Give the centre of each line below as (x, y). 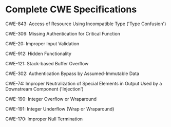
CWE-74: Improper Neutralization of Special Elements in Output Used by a (84, 83)
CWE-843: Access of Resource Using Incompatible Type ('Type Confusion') (86, 24)
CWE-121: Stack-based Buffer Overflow (47, 63)
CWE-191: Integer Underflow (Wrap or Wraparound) (60, 108)
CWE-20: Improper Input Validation (42, 43)
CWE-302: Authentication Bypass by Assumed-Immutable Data (72, 74)
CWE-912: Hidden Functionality (39, 53)
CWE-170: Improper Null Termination (44, 119)
